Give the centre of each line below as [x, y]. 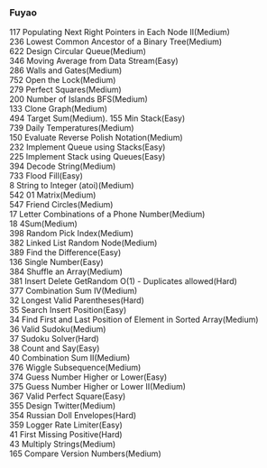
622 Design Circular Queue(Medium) [78, 51]
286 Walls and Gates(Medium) [66, 70]
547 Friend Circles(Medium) [61, 205]
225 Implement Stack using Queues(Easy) [87, 157]
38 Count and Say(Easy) [55, 348]
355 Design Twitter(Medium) [63, 406]
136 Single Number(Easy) [56, 262]
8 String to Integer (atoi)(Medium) [72, 186]
